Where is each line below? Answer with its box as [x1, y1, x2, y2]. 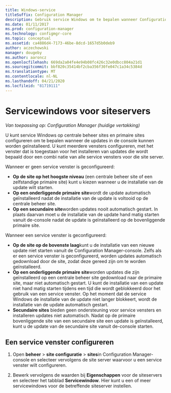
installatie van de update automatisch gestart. [12, 301, 108, 307]
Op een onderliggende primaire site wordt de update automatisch [12, 190, 151, 196]
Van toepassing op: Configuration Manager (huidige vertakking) [5, 122, 140, 128]
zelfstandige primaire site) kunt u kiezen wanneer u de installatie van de [12, 179, 163, 185]
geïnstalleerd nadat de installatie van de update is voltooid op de [12, 195, 149, 201]
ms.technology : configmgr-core [5, 31, 72, 36]
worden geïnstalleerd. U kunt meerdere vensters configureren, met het [5, 143, 154, 149]
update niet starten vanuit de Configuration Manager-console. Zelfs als [12, 247, 162, 253]
